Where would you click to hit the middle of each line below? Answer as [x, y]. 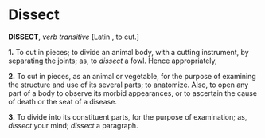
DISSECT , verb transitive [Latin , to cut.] [74, 37]
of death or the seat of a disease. [63, 101]
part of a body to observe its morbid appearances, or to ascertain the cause [132, 93]
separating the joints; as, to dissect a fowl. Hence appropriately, [113, 61]
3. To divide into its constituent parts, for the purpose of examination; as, [128, 116]
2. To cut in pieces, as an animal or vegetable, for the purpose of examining [132, 76]
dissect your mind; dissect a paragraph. [73, 125]
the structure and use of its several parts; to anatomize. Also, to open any [129, 85]
